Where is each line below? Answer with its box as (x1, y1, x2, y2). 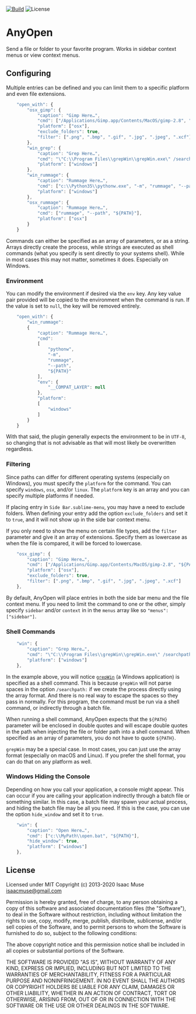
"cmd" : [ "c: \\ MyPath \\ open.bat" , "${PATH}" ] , (27, 833, 140, 839)
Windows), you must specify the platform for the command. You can (6, 480, 171, 487)
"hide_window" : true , (27, 838, 80, 844)
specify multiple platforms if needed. (6, 492, 94, 499)
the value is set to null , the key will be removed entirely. (6, 303, 141, 310)
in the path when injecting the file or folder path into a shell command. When (6, 728, 190, 735)
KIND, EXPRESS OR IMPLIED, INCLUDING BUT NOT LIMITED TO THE (6, 964, 171, 971)
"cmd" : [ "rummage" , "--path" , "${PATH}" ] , (37, 211, 142, 216)
